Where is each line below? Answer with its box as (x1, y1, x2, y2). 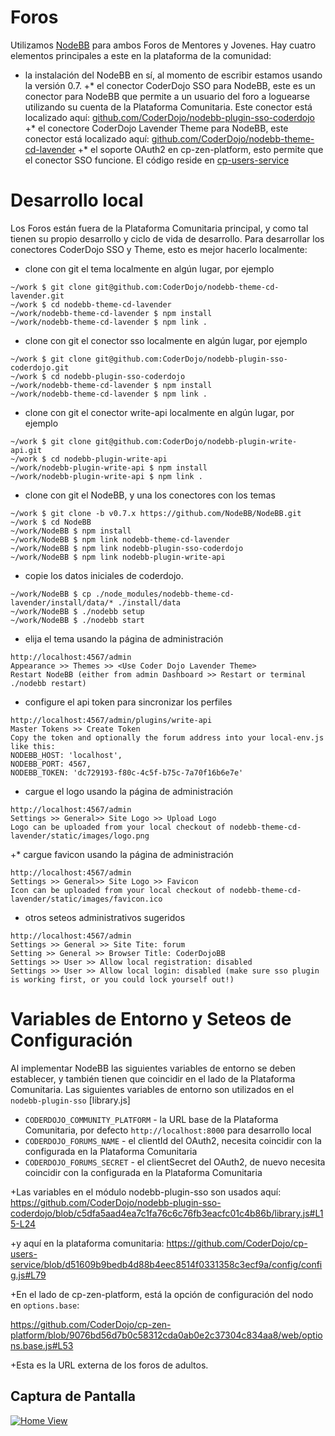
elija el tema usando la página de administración (24, 632, 224, 645)
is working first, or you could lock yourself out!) (10, 974, 235, 985)
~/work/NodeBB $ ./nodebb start (10, 615, 145, 625)
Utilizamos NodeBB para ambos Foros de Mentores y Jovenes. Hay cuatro (10, 39, 317, 51)
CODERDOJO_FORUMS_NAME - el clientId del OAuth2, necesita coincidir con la (24, 1134, 322, 1146)
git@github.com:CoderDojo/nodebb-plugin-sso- (95, 354, 288, 364)
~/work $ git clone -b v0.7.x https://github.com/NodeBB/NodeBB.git (10, 508, 302, 518)
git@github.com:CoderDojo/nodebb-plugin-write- (95, 436, 298, 446)
